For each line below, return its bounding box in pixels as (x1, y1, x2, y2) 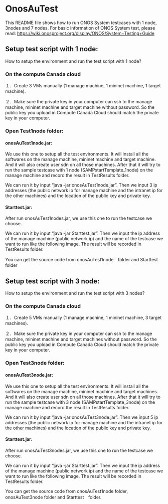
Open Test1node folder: (5, 127, 64, 134)
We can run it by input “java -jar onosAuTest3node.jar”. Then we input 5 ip (5, 414, 158, 420)
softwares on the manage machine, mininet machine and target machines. (5, 388, 158, 394)
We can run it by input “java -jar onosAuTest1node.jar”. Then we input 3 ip (5, 182, 157, 188)
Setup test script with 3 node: (5, 277, 100, 285)
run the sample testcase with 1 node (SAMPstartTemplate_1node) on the (5, 167, 153, 173)
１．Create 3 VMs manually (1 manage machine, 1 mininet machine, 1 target (5, 83, 161, 89)
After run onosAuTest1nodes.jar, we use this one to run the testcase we (5, 215, 152, 221)
